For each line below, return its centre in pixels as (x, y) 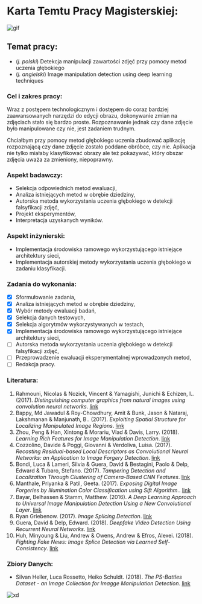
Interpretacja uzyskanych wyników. (59, 220)
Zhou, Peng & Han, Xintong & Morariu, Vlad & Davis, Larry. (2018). (97, 432)
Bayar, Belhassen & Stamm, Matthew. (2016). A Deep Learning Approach (106, 497)
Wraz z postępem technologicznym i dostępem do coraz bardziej (88, 109)
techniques (30, 80)
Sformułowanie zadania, (46, 297)
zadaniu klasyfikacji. (41, 268)
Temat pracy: (32, 47)
